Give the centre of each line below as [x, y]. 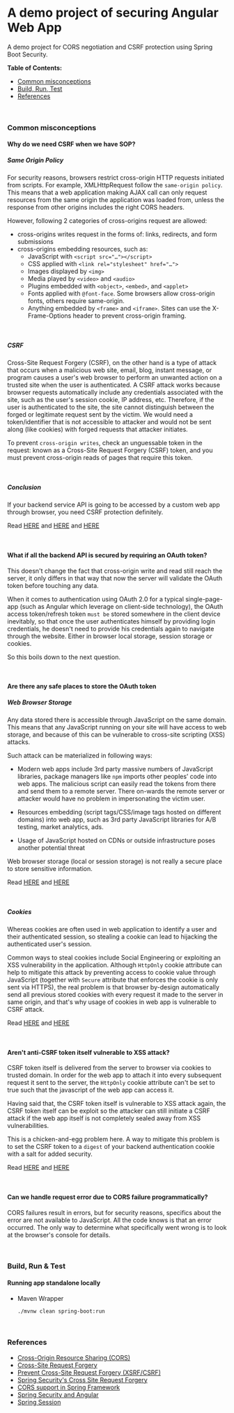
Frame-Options [49, 316]
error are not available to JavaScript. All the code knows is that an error [110, 1220]
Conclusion [24, 487]
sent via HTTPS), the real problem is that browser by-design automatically [113, 987]
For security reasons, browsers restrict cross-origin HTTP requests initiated [116, 178]
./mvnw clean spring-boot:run [61, 1311]
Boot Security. [28, 54]
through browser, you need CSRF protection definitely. [85, 512]
